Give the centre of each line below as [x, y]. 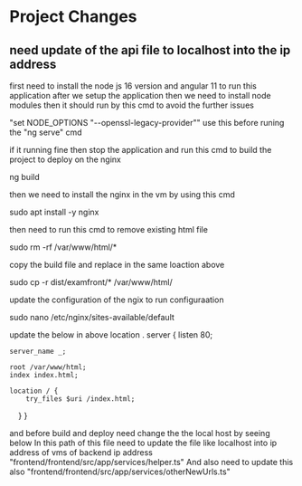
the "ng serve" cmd [46, 132]
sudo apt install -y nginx [54, 212]
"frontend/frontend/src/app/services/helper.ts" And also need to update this [151, 462]
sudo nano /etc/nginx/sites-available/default [92, 317]
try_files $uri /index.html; [80, 399]
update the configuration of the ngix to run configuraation [117, 300]
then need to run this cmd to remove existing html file [109, 229]
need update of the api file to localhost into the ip [150, 50]
